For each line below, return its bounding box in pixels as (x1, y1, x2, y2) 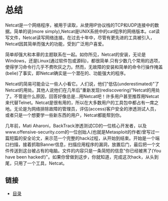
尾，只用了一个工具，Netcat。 (5, 160, 67, 166)
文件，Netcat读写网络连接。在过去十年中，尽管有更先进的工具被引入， (9, 34, 155, 40)
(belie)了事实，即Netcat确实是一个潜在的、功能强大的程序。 (5, 70, 128, 76)
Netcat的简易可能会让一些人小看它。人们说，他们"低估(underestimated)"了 (5, 80, 159, 86)
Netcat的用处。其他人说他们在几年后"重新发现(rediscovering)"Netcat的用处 (5, 87, 160, 93)
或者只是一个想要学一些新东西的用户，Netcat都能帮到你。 (5, 112, 124, 118)
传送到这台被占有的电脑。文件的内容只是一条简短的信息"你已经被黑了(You (9, 147, 161, 153)
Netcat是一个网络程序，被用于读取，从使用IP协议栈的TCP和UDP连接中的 (5, 22, 155, 28)
